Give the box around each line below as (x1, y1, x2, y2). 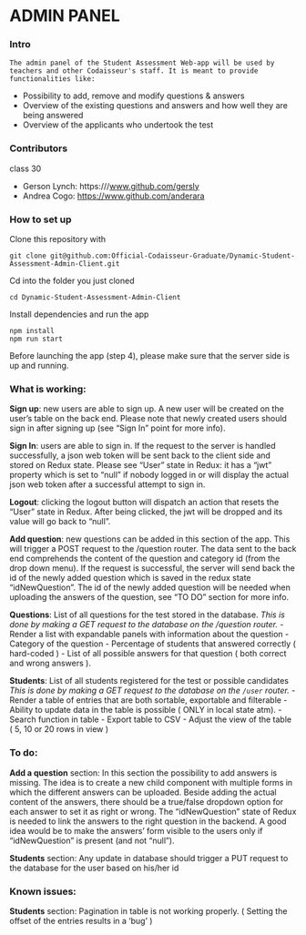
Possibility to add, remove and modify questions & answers (22, 90, 245, 101)
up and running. (9, 361, 69, 371)
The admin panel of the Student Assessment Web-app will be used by (9, 58, 275, 68)
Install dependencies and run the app (9, 309, 149, 320)
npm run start (9, 334, 64, 344)
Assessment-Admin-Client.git (9, 259, 120, 269)
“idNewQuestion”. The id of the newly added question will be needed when (9, 582, 291, 593)
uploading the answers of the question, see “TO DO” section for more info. (9, 592, 290, 603)
